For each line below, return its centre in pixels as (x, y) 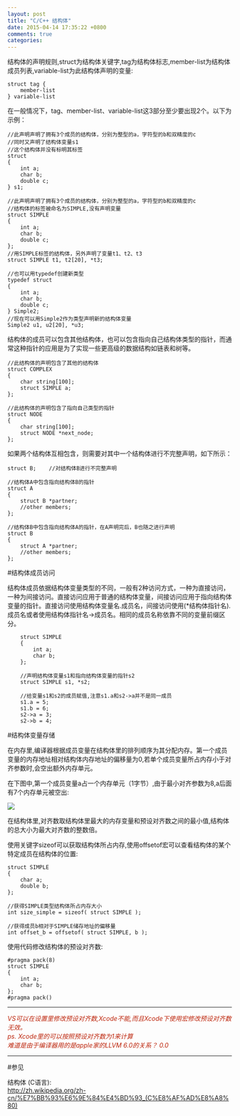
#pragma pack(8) (31, 960)
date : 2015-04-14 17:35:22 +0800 (57, 27)
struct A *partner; (49, 546)
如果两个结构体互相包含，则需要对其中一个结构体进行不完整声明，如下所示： (120, 453)
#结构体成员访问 (31, 573)
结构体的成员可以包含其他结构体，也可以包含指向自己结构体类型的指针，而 (116, 339)
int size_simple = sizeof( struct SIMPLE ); (74, 913)
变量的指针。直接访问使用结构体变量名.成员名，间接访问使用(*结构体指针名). (119, 606)
